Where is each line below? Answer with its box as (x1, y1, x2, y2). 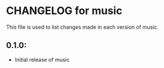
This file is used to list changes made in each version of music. (6, 23, 159, 30)
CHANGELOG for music (6, 4, 123, 18)
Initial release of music (14, 56, 70, 63)
